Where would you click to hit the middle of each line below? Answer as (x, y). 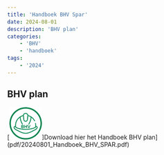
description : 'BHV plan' (43, 29)
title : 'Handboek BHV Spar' (48, 14)
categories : (24, 37)
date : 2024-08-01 (32, 22)
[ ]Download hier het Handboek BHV (74, 137)
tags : (15, 59)
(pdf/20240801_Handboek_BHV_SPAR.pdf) (68, 144)
